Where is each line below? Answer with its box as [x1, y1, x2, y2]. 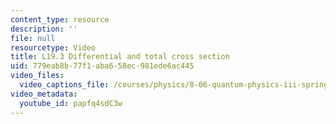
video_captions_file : [19, 80, 110, 90]
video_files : [10, 71, 65, 81]
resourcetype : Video [10, 42, 97, 53]
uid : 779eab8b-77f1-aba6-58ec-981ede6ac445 [10, 61, 195, 71]
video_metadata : [10, 89, 78, 99]
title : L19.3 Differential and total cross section [10, 52, 230, 62]
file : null [10, 33, 56, 43]
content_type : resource [10, 14, 110, 25]
